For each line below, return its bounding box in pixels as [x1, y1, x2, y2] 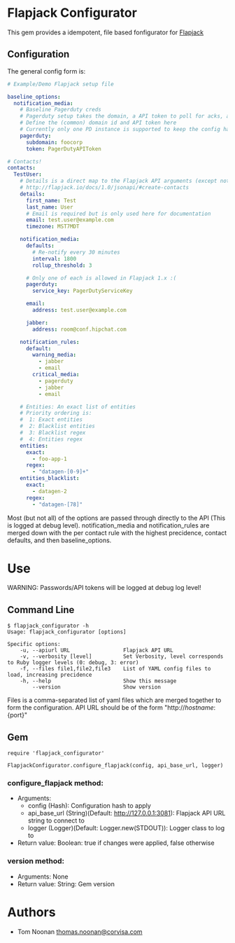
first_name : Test [25, 197, 77, 204]
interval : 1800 [32, 255, 77, 262]
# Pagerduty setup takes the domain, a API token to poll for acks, [20, 113, 224, 120]
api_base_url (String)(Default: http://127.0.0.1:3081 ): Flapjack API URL [27, 809, 226, 818]
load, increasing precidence [7, 671, 92, 679]
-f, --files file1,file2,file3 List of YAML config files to [20, 666, 211, 673]
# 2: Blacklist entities [20, 422, 96, 430]
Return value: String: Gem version [17, 879, 115, 888]
